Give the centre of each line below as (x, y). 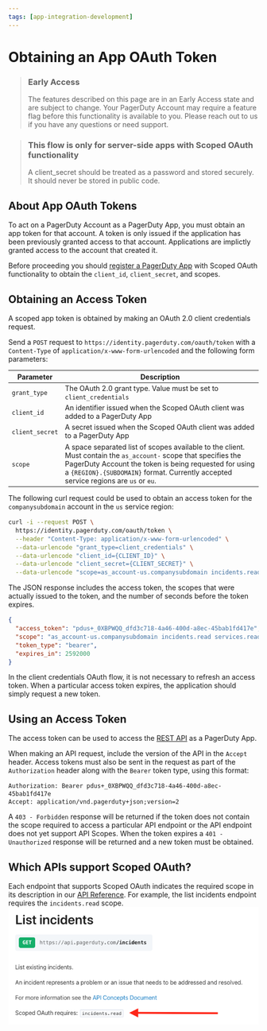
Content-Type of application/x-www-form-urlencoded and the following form (132, 351)
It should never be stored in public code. (94, 181)
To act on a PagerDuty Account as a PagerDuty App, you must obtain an (126, 225)
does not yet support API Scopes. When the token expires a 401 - (116, 834)
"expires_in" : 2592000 (53, 653)
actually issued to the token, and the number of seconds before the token (128, 596)
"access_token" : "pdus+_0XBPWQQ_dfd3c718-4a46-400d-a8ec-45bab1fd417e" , (138, 629)
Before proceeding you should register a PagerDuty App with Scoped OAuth (133, 266)
